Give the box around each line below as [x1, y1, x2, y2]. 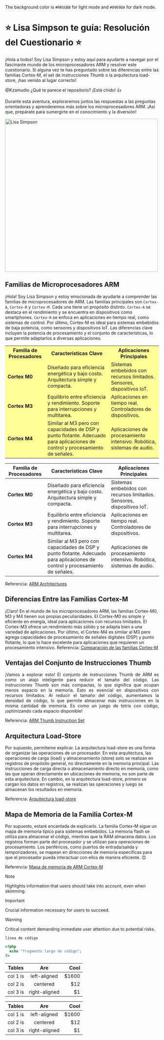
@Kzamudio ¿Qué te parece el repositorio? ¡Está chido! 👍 [5, 87, 122, 93]
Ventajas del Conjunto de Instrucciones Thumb [5, 659, 151, 667]
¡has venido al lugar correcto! [18, 77, 77, 83]
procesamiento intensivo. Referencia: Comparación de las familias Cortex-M [5, 644, 159, 650]
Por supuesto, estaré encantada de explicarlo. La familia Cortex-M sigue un [5, 823, 157, 829]
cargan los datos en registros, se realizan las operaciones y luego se [5, 781, 143, 787]
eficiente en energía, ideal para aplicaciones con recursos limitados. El [5, 619, 147, 624]
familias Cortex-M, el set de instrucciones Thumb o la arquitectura [5, 72, 138, 78]
